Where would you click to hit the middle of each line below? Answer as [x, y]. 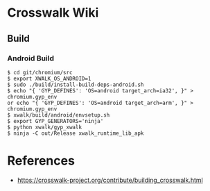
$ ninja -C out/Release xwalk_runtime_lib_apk [76, 133]
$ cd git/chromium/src [40, 72]
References [41, 161]
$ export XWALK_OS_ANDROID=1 [49, 78]
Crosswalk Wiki [53, 13]
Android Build [30, 58]
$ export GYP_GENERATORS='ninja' [55, 121]
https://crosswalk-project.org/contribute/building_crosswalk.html [110, 180]
